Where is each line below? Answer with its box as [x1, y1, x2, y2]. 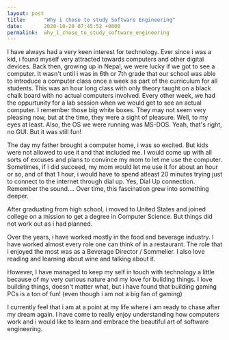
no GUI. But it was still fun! [7, 128, 82, 136]
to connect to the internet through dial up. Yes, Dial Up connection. [7, 177, 196, 185]
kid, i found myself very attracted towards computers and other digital [7, 55, 204, 64]
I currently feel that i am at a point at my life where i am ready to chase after [7, 303, 220, 311]
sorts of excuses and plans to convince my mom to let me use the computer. [7, 155, 223, 164]
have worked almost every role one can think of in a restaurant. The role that [7, 240, 223, 248]
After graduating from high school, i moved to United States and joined [7, 205, 206, 213]
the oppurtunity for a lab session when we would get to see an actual [7, 99, 202, 107]
